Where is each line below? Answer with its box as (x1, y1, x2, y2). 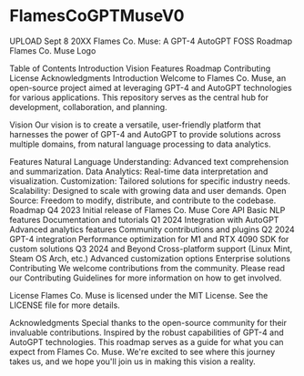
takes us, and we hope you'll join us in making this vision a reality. (9, 356, 257, 367)
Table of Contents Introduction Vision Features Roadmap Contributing (9, 63, 271, 74)
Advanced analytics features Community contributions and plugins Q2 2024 (9, 224, 296, 235)
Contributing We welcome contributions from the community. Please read (9, 262, 285, 273)
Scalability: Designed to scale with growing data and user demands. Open (9, 185, 287, 196)
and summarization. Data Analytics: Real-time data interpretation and (9, 166, 269, 177)
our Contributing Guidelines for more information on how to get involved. (9, 272, 282, 283)
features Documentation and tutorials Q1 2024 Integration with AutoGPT (9, 214, 279, 225)
